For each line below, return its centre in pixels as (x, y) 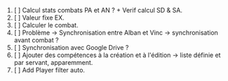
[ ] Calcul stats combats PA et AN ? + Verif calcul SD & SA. (98, 10)
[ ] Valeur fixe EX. (39, 18)
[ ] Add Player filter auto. (49, 70)
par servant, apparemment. (53, 62)
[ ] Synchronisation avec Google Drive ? (71, 48)
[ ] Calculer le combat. (46, 25)
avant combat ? (36, 40)
